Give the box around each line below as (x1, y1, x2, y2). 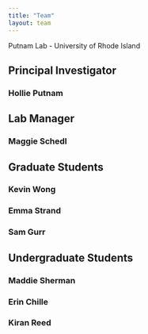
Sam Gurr (8, 227, 46, 238)
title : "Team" (8, 11, 55, 20)
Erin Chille (8, 296, 49, 307)
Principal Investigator (8, 63, 117, 77)
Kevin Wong (8, 184, 56, 195)
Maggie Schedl (8, 136, 67, 147)
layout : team (8, 19, 51, 27)
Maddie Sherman (8, 274, 76, 286)
